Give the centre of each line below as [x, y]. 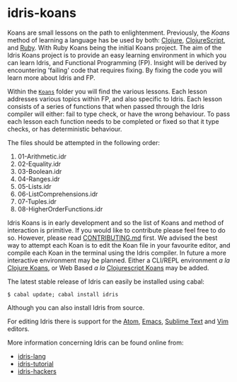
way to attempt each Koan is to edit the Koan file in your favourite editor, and [119, 245]
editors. [18, 329]
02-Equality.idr [39, 163]
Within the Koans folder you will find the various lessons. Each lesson [107, 91]
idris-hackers [37, 371]
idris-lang [31, 356]
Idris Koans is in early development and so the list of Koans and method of [116, 222]
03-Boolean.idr [40, 171]
